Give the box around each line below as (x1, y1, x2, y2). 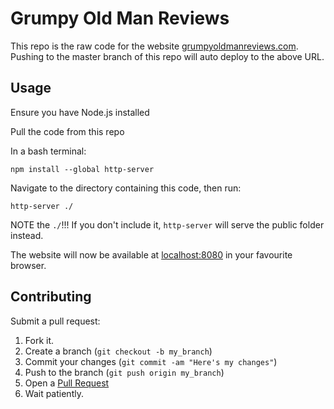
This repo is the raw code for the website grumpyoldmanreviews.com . (10, 40, 299, 52)
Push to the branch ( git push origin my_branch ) (24, 366, 225, 378)
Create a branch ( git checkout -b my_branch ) (24, 345, 213, 357)
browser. (10, 259, 47, 271)
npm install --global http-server (10, 164, 155, 174)
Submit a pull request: (10, 315, 101, 327)
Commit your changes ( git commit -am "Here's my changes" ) (24, 355, 278, 367)
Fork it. (24, 334, 55, 346)
